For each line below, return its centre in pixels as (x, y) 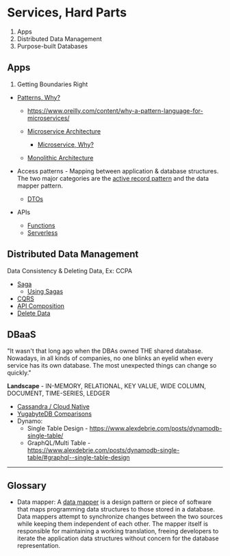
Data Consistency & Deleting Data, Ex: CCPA (69, 270)
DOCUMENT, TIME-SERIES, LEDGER (59, 393)
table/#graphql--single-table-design (78, 457)
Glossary (27, 485)
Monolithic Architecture (60, 157)
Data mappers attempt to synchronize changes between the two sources (120, 517)
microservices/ (48, 118)
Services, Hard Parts (67, 13)
